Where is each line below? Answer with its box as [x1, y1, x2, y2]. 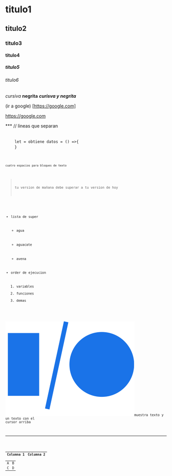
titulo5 [5, 64, 19, 70]
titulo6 [5, 77, 19, 83]
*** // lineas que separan [5, 122, 58, 129]
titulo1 [5, 4, 32, 15]
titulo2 [5, 24, 27, 33]
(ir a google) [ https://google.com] [5, 103, 76, 109]
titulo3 [5, 40, 22, 47]
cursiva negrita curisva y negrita [5, 93, 76, 99]
